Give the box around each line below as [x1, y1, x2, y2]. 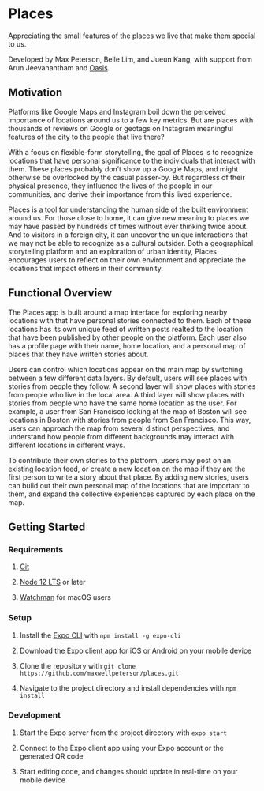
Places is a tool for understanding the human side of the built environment [8, 205, 249, 214]
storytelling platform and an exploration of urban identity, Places [8, 247, 217, 256]
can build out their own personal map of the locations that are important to [8, 480, 250, 490]
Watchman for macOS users [19, 593, 112, 602]
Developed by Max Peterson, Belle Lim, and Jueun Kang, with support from [8, 55, 253, 64]
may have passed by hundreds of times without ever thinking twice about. [8, 221, 248, 231]
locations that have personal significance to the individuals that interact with [8, 156, 255, 165]
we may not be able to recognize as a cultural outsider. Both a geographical [8, 238, 254, 247]
